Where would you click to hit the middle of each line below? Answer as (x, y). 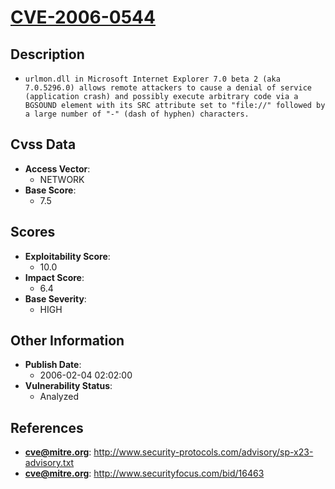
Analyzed (59, 397)
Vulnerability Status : (68, 386)
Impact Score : (54, 277)
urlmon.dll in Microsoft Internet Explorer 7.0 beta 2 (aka (152, 79)
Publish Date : (53, 365)
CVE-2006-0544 (83, 17)
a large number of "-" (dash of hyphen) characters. (137, 114)
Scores (33, 232)
